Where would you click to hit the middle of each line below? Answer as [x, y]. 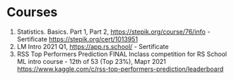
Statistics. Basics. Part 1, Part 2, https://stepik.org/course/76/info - [113, 32]
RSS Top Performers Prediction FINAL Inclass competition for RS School [122, 54]
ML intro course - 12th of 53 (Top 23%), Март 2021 [92, 61]
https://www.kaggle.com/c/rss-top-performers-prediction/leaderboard [120, 69]
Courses [32, 12]
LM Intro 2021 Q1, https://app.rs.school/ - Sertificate [93, 46]
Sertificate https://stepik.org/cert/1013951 [77, 39]
